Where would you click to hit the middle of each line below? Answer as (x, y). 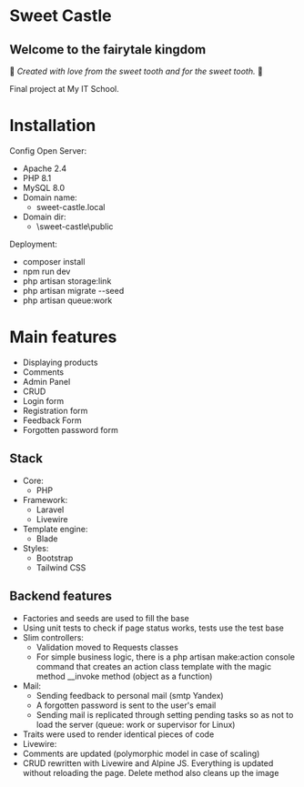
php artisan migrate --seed (73, 290)
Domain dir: (44, 217)
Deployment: (33, 244)
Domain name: (50, 197)
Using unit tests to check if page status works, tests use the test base (153, 628)
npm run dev (46, 271)
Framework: (45, 499)
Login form (43, 400)
